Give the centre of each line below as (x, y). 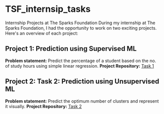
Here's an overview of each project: (42, 33)
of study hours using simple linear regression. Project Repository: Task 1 (80, 66)
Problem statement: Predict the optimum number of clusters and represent (82, 101)
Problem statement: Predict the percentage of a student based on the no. (81, 61)
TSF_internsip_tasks (48, 9)
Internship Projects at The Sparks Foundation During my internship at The (80, 23)
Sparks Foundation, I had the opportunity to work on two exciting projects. (81, 28)
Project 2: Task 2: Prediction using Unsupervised (82, 82)
